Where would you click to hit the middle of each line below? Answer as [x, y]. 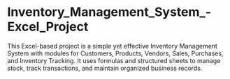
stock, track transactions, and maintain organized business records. [105, 68]
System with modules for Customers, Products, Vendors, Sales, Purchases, [115, 53]
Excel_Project [48, 27]
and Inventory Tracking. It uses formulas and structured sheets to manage [114, 60]
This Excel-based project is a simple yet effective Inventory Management [113, 46]
